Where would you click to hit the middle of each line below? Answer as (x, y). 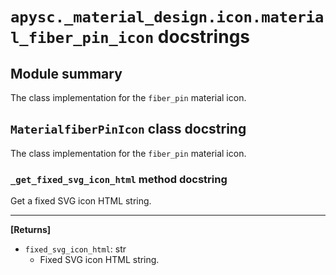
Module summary (66, 73)
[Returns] (31, 230)
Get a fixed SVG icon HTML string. (81, 201)
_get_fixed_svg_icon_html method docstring (119, 179)
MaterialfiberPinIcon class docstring (128, 129)
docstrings (204, 37)
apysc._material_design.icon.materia (167, 17)
